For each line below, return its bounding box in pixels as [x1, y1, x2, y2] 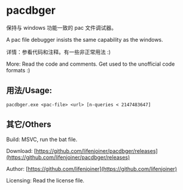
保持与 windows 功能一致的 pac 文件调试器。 [6, 24, 117, 31]
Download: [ [6, 147, 36, 154]
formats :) [6, 66, 30, 73]
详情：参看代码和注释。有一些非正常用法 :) [6, 48, 111, 56]
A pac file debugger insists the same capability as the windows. [6, 36, 163, 43]
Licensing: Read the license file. [6, 177, 85, 184]
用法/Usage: [6, 85, 53, 96]
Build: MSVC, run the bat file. [6, 136, 78, 143]
